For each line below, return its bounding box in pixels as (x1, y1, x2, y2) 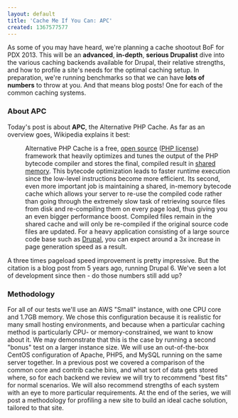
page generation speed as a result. (25, 242, 128, 251)
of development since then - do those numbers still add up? (7, 271, 183, 280)
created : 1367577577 (7, 23, 69, 31)
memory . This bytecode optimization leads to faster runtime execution (25, 167, 231, 175)
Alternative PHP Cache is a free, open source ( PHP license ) (25, 144, 199, 152)
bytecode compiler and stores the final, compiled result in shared (25, 159, 216, 167)
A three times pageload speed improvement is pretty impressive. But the (7, 256, 220, 264)
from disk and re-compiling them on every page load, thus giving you (25, 204, 228, 213)
